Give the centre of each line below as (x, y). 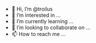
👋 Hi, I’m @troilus (32, 9)
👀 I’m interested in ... (36, 15)
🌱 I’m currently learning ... (42, 21)
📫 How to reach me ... (38, 34)
